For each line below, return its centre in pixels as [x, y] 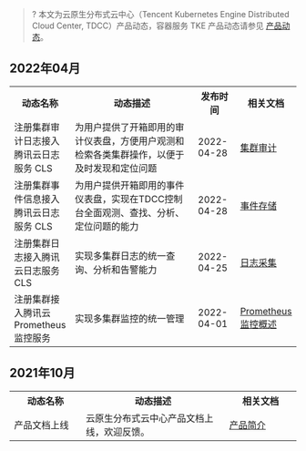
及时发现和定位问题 [116, 168]
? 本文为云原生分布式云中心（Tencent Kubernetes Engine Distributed [160, 14]
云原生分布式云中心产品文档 [145, 418]
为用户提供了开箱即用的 [125, 127]
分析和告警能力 [125, 270]
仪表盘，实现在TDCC [120, 199]
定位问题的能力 [107, 226]
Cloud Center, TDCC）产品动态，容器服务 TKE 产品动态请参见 [148, 26]
